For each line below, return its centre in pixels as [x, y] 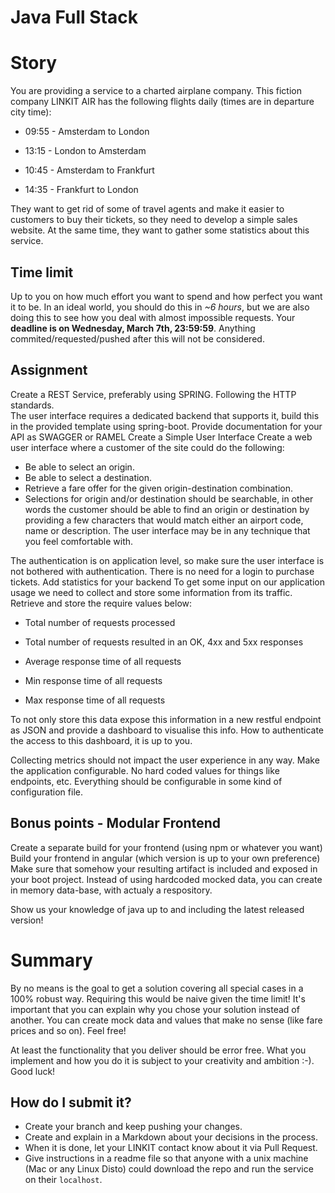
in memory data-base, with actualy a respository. [111, 890]
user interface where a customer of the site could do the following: [147, 447]
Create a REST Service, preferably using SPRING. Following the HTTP [153, 394]
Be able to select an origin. [79, 467]
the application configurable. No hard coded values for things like [145, 770]
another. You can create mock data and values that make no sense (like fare [166, 1020]
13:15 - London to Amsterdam [85, 151]
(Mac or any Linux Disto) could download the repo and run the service [169, 1169]
